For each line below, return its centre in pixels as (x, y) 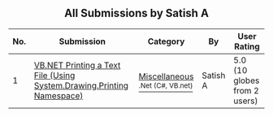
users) (246, 101)
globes (247, 80)
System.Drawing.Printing (81, 85)
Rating (247, 46)
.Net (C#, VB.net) (166, 85)
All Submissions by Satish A (136, 13)
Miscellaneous (166, 76)
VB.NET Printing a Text (77, 65)
